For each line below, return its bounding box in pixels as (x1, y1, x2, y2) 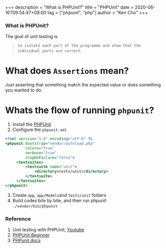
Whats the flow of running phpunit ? (5, 105, 154, 116)
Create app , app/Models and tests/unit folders (12, 192, 106, 198)
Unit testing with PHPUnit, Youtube (12, 227, 84, 233)
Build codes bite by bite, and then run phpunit (12, 197, 106, 203)
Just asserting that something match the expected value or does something (5, 82, 161, 88)
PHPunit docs (12, 237, 41, 243)
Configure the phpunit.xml (12, 127, 67, 133)
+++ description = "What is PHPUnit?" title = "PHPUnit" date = (5, 5, 134, 10)
